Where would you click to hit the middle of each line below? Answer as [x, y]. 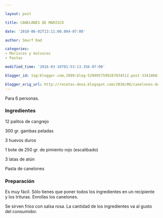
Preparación [20, 181]
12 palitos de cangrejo [27, 121]
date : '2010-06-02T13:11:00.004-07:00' [45, 31]
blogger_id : [17, 75]
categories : [17, 49]
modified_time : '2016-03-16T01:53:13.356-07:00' [55, 67]
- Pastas [14, 58]
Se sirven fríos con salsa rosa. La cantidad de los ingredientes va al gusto [79, 206]
